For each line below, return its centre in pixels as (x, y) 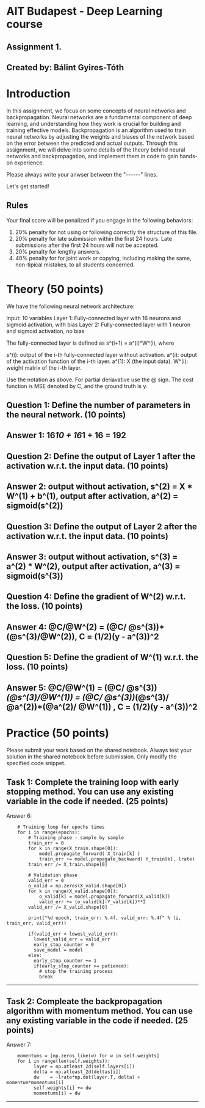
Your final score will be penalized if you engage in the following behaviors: (100, 220)
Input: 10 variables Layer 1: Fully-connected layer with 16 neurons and (94, 318)
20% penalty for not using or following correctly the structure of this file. (106, 232)
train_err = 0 (46, 843)
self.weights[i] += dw (62, 1088)
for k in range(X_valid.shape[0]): (74, 891)
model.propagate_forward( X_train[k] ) (89, 854)
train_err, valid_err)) (37, 923)
